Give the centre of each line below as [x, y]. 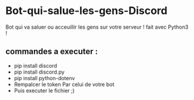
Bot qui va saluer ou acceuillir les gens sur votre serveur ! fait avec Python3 [97, 27]
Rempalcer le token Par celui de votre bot [64, 84]
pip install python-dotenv [44, 78]
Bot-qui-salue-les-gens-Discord [87, 11]
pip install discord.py [39, 72]
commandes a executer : [52, 52]
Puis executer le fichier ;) [44, 90]
